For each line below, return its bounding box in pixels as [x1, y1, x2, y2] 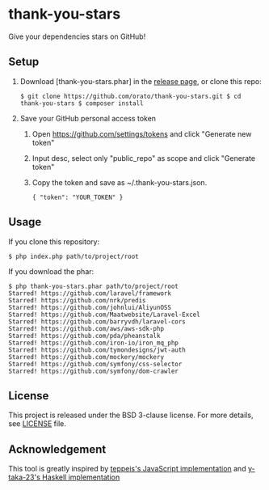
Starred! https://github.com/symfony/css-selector [8, 360, 183, 368]
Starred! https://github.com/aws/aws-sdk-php [8, 324, 164, 332]
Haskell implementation [41, 472, 120, 482]
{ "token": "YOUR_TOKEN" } [32, 193, 124, 201]
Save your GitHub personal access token [19, 113, 156, 123]
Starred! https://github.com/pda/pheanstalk [8, 332, 161, 340]
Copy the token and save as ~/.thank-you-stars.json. [32, 177, 208, 187]
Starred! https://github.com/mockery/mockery [8, 353, 164, 361]
